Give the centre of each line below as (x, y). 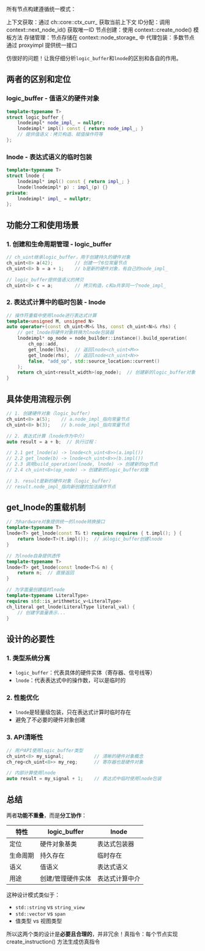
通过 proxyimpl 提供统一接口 (42, 45)
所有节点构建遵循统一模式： (41, 9)
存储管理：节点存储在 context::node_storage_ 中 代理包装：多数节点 (109, 37)
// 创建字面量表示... (42, 612)
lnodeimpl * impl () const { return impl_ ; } (74, 181)
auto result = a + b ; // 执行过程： (52, 442)
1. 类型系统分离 (28, 658)
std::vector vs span (40, 914)
